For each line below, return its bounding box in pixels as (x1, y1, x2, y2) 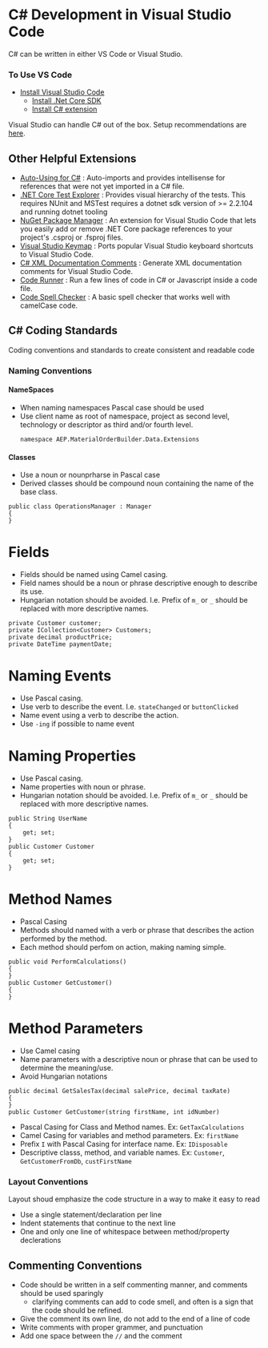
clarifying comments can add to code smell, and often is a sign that (31, 1297, 254, 1306)
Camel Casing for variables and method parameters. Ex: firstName (19, 1130, 239, 1140)
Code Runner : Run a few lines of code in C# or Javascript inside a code (19, 275, 258, 285)
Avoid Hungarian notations (19, 1072, 108, 1081)
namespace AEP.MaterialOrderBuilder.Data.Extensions (19, 435, 200, 443)
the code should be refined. (31, 1305, 124, 1315)
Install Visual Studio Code (19, 87, 105, 97)
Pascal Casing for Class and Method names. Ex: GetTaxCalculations (19, 1122, 245, 1132)
